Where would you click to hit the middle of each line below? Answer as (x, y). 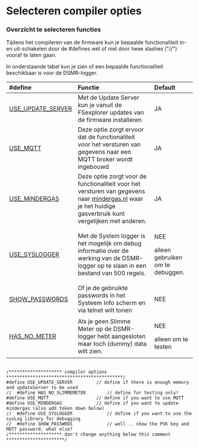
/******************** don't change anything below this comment (88, 435)
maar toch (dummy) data (112, 344)
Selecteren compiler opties (74, 11)
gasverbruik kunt (102, 214)
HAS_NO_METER (33, 336)
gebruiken (168, 258)
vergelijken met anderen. (112, 221)
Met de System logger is (112, 236)
